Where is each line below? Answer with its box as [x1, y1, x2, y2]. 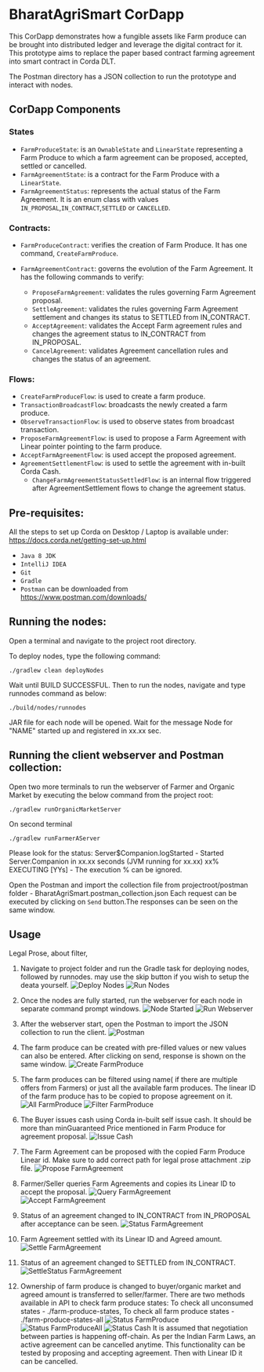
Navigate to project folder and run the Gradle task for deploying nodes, [20, 964, 250, 974]
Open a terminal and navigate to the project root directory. [9, 636, 197, 645]
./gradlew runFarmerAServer [9, 835, 101, 842]
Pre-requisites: [9, 506, 85, 519]
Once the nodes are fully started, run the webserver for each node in [20, 996, 243, 1005]
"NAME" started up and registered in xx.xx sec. [9, 725, 161, 736]
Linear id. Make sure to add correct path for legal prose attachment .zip [20, 1155, 251, 1165]
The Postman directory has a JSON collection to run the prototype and [9, 72, 237, 81]
